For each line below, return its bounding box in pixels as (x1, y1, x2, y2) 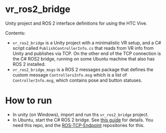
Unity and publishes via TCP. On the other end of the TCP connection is (12, 50, 161, 56)
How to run (5, 95, 52, 106)
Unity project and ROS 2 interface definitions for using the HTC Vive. (5, 20, 147, 26)
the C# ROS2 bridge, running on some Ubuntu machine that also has (12, 55, 155, 61)
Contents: (5, 30, 26, 36)
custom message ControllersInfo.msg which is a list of (12, 72, 127, 78)
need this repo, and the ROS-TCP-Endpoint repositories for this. (12, 122, 145, 128)
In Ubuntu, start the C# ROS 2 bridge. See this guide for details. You (12, 117, 153, 123)
